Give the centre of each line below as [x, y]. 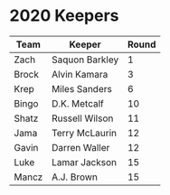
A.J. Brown [74, 177]
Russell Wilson [82, 118]
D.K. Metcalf [77, 103]
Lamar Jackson [84, 162]
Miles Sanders [82, 88]
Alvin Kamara [80, 74]
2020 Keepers [64, 16]
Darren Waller [80, 147]
